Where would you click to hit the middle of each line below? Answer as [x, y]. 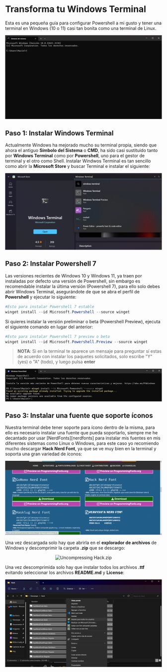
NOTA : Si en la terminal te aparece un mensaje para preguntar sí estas [89, 351]
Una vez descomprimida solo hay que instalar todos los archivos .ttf [75, 567]
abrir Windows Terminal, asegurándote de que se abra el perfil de [73, 291]
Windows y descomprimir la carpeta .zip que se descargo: [65, 548]
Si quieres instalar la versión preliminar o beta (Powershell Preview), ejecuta [83, 321]
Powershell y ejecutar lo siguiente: [41, 297]
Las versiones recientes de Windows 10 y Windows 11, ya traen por [74, 275]
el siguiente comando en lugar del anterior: [49, 327]
